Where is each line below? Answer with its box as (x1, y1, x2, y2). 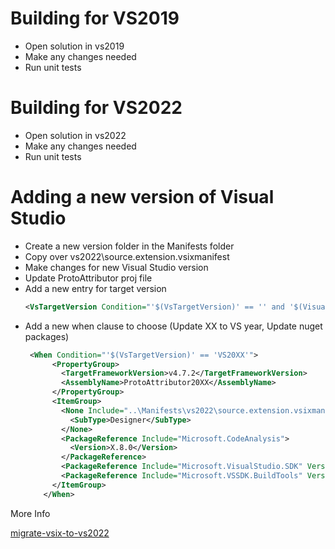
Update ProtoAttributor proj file (24, 272, 153, 284)
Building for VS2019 (10, 7, 180, 30)
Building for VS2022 (10, 97, 183, 119)
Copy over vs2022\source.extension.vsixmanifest (24, 250, 230, 262)
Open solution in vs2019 (24, 40, 125, 52)
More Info (10, 507, 51, 519)
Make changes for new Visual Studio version (24, 261, 209, 273)
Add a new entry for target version (24, 282, 167, 294)
